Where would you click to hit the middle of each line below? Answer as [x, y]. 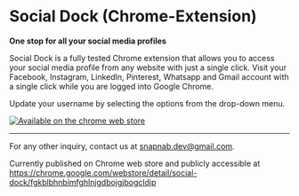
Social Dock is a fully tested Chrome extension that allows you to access [142, 58]
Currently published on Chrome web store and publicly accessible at [135, 163]
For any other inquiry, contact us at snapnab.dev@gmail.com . [122, 146]
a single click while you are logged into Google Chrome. [111, 86]
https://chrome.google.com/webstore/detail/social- [103, 172]
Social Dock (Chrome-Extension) [133, 16]
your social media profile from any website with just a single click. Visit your [148, 67]
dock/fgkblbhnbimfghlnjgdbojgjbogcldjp [83, 182]
